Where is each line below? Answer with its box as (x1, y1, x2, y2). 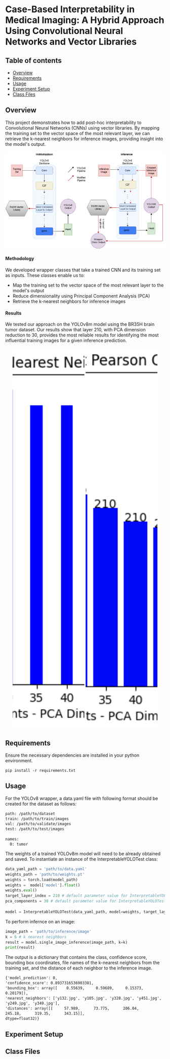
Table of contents (5, 56, 62, 65)
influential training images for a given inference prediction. (5, 337, 127, 344)
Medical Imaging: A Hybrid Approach (5, 14, 164, 26)
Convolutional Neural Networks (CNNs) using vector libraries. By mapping (5, 124, 160, 131)
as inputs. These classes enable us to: (5, 272, 85, 278)
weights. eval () (5, 888, 37, 893)
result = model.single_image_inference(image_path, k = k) (5, 940, 128, 945)
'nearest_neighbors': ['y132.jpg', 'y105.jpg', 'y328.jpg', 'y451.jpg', (5, 996, 162, 1001)
